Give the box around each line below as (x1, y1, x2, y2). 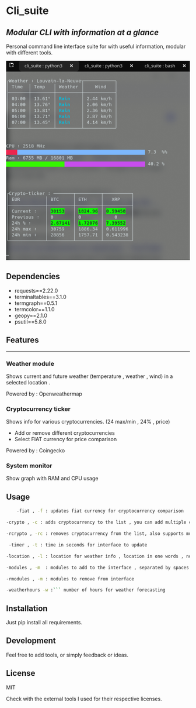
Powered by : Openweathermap (6, 390, 83, 397)
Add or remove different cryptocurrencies (14, 429, 115, 437)
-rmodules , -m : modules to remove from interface (6, 576, 134, 582)
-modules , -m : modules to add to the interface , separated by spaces (6, 565, 190, 570)
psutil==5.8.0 (14, 318, 47, 325)
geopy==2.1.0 (14, 312, 48, 319)
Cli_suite (6, 4, 49, 18)
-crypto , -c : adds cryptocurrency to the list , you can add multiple (6, 520, 187, 525)
